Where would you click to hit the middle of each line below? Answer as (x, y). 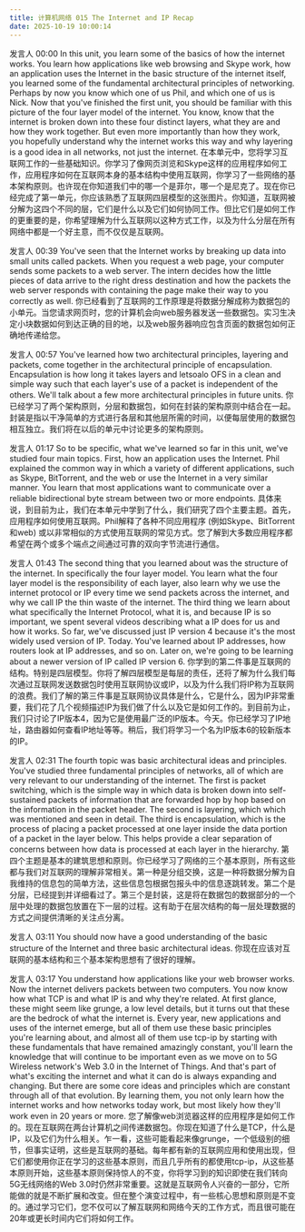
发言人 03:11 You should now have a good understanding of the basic (138, 936)
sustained (28, 799)
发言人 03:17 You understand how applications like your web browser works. (152, 978)
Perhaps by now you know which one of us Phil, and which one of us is (143, 93)
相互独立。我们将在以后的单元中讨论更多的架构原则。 (109, 429)
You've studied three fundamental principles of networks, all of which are (147, 771)
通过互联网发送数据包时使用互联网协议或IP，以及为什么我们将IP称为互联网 (156, 684)
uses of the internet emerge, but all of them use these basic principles (141, 1027)
